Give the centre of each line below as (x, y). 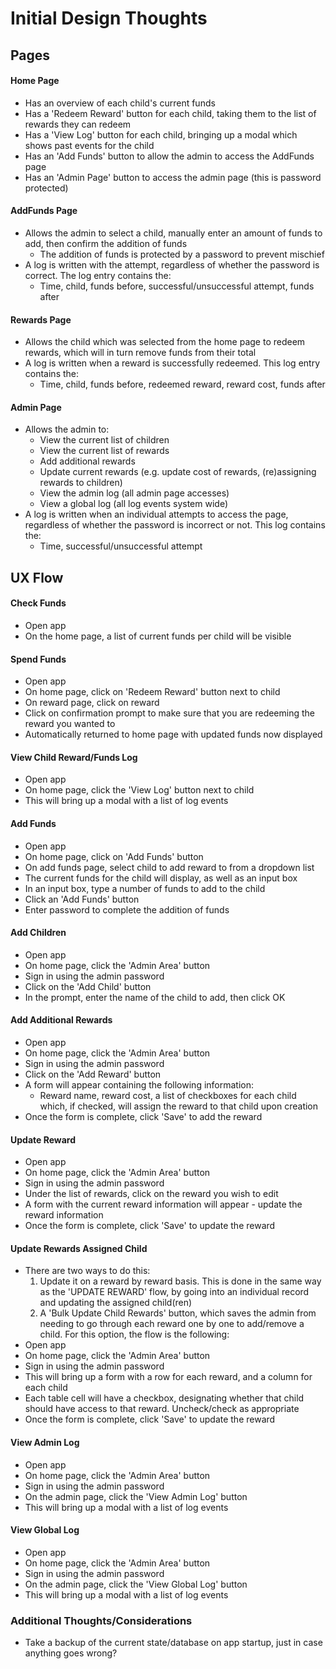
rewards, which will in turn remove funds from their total (140, 353)
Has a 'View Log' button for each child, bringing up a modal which (161, 134)
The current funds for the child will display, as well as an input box (161, 878)
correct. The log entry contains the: (98, 275)
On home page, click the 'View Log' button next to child (139, 790)
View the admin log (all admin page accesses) (134, 493)
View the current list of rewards (104, 451)
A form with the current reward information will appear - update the (163, 1204)
